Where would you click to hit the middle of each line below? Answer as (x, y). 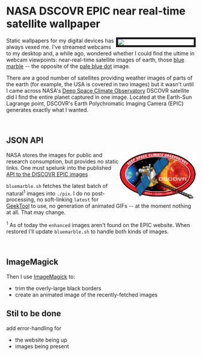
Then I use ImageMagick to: (41, 276)
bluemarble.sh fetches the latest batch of (57, 186)
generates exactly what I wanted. (47, 110)
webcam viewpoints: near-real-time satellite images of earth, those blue (95, 60)
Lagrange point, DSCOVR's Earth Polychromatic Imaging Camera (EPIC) (95, 103)
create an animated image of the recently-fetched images (86, 295)
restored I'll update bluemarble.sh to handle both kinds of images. (88, 232)
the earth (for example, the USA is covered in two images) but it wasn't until (100, 84)
